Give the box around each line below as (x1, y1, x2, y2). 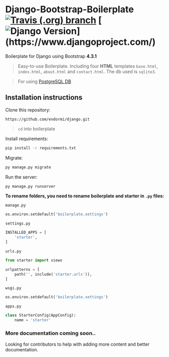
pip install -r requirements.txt (5, 145, 76, 150)
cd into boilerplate (17, 125, 55, 131)
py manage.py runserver (5, 184, 56, 189)
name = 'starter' (14, 318, 51, 323)
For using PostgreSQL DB (17, 78, 71, 84)
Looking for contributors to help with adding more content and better (5, 341, 150, 347)
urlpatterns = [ (5, 267, 40, 272)
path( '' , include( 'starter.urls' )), (14, 272, 93, 277)
